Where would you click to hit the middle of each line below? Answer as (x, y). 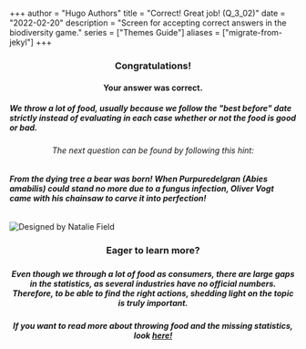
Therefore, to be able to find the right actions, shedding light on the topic (153, 293)
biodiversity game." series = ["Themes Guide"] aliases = (115, 32)
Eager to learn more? (153, 250)
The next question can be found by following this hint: (153, 150)
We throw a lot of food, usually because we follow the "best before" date (151, 108)
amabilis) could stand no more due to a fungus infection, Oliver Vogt (142, 189)
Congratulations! (153, 66)
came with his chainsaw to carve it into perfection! (108, 199)
